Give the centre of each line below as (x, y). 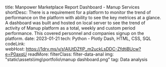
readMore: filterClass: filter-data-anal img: (71, 54)
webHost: (15, 49)
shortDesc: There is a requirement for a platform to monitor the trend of (78, 12)
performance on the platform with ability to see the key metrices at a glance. (83, 17)
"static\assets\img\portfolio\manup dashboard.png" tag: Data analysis (76, 59)
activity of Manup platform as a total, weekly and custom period (70, 28)
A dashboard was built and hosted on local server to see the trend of (75, 23)
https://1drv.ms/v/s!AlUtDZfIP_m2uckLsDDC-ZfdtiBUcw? (83, 49)
